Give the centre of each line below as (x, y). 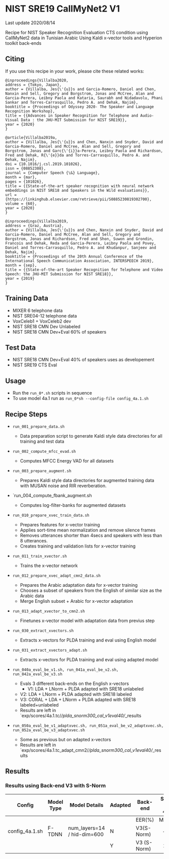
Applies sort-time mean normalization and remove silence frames (88, 530)
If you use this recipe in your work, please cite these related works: (75, 71)
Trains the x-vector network (49, 566)
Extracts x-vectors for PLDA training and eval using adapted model (89, 659)
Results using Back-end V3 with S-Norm (56, 786)
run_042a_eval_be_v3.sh (37, 674)
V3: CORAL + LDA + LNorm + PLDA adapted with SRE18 (78, 699)
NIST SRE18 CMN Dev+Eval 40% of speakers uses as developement (83, 360)
